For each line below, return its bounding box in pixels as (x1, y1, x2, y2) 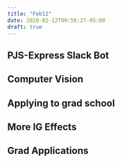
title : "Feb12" (7, 10, 52, 18)
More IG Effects (7, 121, 77, 133)
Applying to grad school (7, 97, 115, 109)
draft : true (7, 23, 42, 30)
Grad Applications (7, 145, 89, 157)
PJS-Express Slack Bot (7, 49, 109, 61)
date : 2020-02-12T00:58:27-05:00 (7, 17, 106, 24)
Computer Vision (7, 73, 84, 85)
